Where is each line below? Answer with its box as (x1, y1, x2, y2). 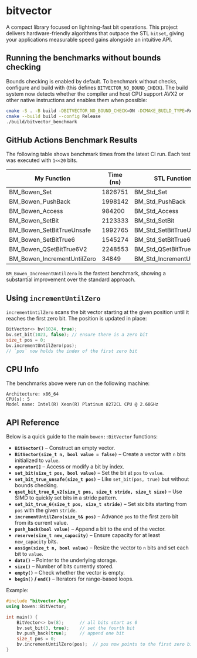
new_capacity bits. (14, 538, 59, 545)
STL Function (154, 174, 192, 183)
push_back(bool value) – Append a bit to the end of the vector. (14, 525, 166, 532)
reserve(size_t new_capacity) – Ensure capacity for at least (14, 532, 160, 538)
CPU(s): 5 (6, 396, 30, 403)
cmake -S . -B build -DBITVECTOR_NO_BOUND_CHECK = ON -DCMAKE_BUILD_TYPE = (6, 107, 188, 114)
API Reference (6, 417, 60, 427)
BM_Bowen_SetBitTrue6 (9, 236, 75, 244)
